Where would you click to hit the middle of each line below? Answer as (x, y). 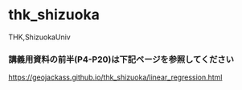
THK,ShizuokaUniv (39, 37)
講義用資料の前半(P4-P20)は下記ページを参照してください (121, 59)
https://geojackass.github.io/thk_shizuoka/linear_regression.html (115, 77)
